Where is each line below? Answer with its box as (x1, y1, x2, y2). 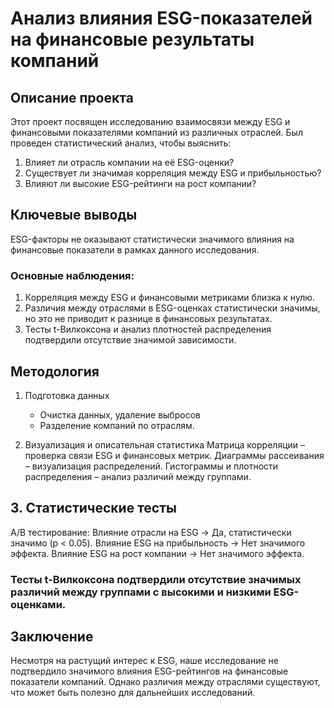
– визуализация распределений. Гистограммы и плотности (24, 460, 279, 472)
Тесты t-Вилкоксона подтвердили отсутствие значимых (10, 572, 302, 586)
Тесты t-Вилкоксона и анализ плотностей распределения (24, 323, 272, 336)
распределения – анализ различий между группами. (24, 470, 252, 482)
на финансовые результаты (10, 28, 255, 51)
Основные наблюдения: (10, 268, 135, 282)
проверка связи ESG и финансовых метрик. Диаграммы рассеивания (24, 449, 325, 461)
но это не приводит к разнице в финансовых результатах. (24, 313, 273, 325)
